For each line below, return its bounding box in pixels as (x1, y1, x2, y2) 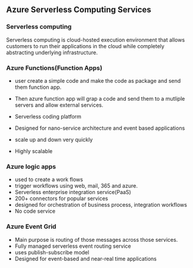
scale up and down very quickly (14, 136, 93, 143)
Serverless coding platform (14, 113, 82, 120)
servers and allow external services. (14, 101, 104, 108)
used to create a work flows (14, 176, 83, 183)
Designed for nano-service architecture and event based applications (14, 124, 185, 132)
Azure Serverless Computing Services (6, 5, 151, 15)
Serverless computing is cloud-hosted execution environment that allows (6, 36, 185, 43)
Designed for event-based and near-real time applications (14, 255, 157, 262)
